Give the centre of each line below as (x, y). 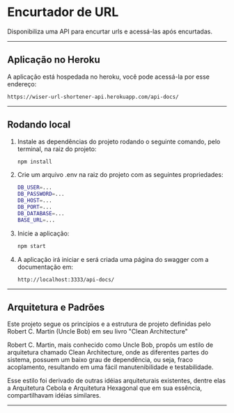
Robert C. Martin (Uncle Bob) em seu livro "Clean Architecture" (97, 332)
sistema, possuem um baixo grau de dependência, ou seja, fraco (100, 360)
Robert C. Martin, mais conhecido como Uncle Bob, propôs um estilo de (110, 345)
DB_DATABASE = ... (41, 213)
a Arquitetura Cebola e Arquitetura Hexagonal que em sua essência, (105, 388)
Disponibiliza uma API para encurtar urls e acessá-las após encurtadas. (110, 31)
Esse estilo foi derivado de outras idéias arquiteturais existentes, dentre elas (117, 381)
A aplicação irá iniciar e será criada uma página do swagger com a (113, 259)
